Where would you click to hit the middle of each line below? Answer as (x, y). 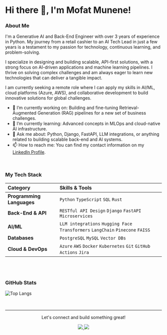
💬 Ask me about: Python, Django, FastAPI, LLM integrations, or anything (86, 134)
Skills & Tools (76, 188)
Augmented (24, 113)
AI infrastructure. (30, 129)
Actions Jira (74, 252)
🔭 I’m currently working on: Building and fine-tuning (65, 108)
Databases (21, 237)
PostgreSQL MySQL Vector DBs (93, 238)
